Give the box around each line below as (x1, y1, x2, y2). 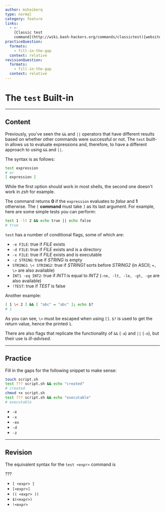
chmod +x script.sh (5, 391, 45, 396)
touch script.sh (5, 377, 38, 382)
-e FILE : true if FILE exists (12, 241, 65, 247)
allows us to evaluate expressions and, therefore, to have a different (9, 141, 147, 147)
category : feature (5, 16, 43, 21)
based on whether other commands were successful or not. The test (5, 136, 145, 142)
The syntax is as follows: (5, 156, 55, 162)
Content (5, 118, 31, 126)
